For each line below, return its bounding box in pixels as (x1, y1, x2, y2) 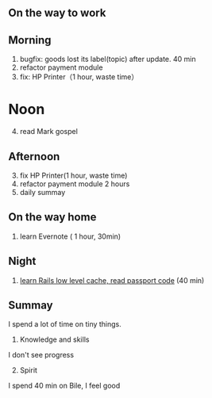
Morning (8, 33, 52, 47)
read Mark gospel (19, 127, 78, 136)
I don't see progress (8, 350, 74, 360)
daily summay (19, 187, 66, 197)
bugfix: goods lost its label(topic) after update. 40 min (19, 55, 196, 64)
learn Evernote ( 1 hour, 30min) (19, 232, 121, 241)
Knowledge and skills (19, 335, 90, 344)
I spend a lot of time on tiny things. (8, 320, 121, 329)
